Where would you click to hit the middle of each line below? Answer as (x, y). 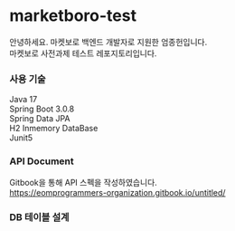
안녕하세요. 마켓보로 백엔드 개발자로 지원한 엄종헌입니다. (108, 42)
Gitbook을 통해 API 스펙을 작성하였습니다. (84, 182)
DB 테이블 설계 (39, 217)
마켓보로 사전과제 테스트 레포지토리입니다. (83, 53)
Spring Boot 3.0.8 (42, 109)
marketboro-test (73, 16)
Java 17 (23, 100)
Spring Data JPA (40, 119)
